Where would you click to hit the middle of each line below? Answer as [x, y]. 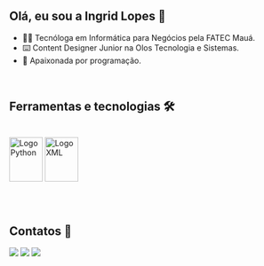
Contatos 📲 [41, 231]
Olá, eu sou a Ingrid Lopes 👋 [88, 16]
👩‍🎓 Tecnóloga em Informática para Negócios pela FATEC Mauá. [139, 37]
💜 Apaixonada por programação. [82, 60]
